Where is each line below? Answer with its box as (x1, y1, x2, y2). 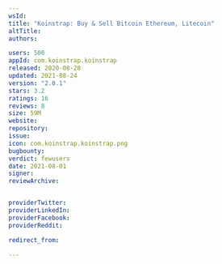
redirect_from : (8, 236, 60, 244)
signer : (8, 169, 35, 178)
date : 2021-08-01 (8, 162, 67, 170)
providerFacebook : (8, 214, 70, 222)
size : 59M (8, 109, 42, 117)
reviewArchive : (8, 177, 60, 185)
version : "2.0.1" (8, 79, 67, 87)
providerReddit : (8, 221, 63, 229)
